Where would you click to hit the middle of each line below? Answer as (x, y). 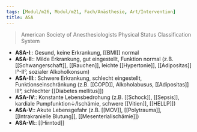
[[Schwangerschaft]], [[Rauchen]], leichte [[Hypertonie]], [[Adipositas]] (103, 65)
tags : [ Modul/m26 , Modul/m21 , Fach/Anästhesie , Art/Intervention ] (91, 12)
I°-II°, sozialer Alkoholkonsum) (52, 71)
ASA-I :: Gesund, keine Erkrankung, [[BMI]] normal (77, 52)
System (30, 41)
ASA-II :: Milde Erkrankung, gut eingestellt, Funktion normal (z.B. (94, 59)
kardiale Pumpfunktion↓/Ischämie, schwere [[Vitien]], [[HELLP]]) (95, 103)
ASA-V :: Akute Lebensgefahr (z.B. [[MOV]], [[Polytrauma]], (88, 110)
